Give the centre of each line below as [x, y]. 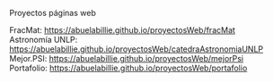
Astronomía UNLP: [44, 40]
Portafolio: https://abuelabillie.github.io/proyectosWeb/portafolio [128, 68]
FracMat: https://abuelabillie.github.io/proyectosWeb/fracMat [123, 30]
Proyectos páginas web [53, 13]
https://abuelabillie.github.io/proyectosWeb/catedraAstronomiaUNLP [136, 49]
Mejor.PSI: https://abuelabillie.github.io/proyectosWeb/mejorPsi [127, 58]
